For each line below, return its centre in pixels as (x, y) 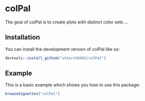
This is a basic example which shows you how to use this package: (73, 85)
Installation (23, 37)
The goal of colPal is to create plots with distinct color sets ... (67, 22)
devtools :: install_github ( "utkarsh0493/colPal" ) (56, 58)
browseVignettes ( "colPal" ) (33, 94)
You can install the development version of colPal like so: (62, 49)
